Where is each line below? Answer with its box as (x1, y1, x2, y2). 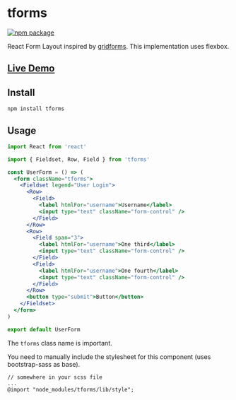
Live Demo (7, 62, 55, 75)
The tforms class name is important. (7, 339, 112, 347)
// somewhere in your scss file (7, 373, 102, 381)
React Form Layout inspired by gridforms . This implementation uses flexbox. (7, 42, 230, 50)
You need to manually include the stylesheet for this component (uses (7, 352, 211, 361)
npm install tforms (7, 105, 65, 112)
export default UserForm (7, 326, 81, 333)
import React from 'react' (7, 143, 87, 150)
